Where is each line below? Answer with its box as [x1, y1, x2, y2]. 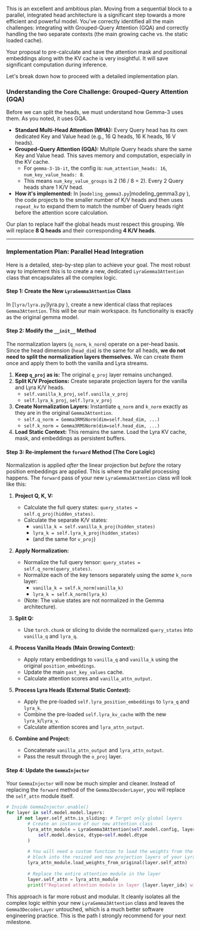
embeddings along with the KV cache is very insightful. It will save [6, 55, 168, 62]
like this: [6, 481, 27, 488]
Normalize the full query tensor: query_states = [23, 559, 141, 566]
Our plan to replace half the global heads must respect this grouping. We [6, 221, 185, 228]
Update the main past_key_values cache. [23, 669, 124, 676]
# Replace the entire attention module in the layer [27, 871, 161, 877]
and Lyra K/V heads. [14, 384, 65, 391]
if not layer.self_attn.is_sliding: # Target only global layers [17, 815, 183, 821]
